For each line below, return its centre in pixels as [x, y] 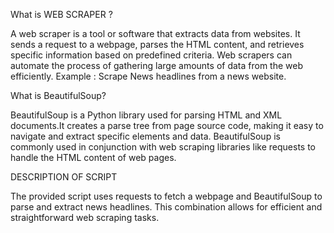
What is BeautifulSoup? [58, 95]
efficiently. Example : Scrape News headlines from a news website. [148, 76]
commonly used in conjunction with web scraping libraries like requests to [163, 147]
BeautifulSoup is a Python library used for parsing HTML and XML [146, 115]
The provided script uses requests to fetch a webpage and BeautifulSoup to [166, 196]
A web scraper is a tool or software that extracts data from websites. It [155, 33]
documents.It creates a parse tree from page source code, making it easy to [167, 125]
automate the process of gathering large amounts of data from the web [156, 65]
